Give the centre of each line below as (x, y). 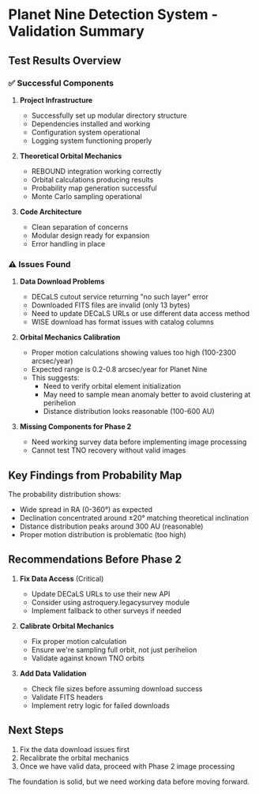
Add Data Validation (53, 673)
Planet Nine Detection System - (113, 15)
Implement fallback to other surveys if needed (106, 611)
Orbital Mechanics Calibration (70, 337)
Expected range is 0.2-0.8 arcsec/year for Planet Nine (119, 370)
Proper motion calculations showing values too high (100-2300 (134, 352)
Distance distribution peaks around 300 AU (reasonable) (111, 526)
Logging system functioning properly (92, 141)
